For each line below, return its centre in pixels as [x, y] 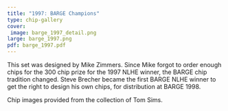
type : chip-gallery [35, 20]
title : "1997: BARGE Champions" [53, 13]
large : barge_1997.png [39, 39]
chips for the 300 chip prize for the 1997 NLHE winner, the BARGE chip [107, 72]
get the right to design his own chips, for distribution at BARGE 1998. [104, 87]
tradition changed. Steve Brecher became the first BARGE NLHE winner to [112, 79]
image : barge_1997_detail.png [53, 33]
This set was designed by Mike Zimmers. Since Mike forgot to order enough [114, 65]
